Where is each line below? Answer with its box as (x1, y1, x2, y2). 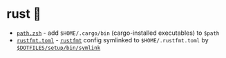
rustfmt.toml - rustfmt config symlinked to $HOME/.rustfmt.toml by (16, 35, 209, 44)
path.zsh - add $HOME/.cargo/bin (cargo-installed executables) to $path (16, 29, 220, 37)
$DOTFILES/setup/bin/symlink (16, 44, 101, 51)
